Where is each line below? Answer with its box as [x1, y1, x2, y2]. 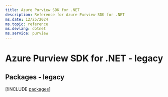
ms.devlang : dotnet [5, 26, 46, 31]
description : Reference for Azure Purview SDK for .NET [5, 12, 125, 17]
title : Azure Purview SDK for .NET [5, 7, 80, 13]
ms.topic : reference [5, 21, 49, 27]
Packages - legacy [5, 73, 64, 81]
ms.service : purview [5, 31, 49, 36]
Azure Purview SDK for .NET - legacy [5, 53, 163, 64]
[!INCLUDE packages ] [5, 86, 51, 92]
